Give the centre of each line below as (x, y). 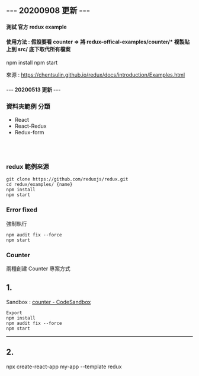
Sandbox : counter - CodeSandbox (49, 302)
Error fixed (22, 210)
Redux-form (29, 132)
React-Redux (31, 126)
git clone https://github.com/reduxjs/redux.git (67, 179)
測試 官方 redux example (36, 27)
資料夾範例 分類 (28, 106)
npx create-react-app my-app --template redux (64, 366)
